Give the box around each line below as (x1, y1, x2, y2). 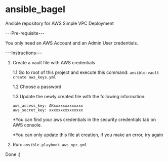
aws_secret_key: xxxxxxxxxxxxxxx (12, 107, 83, 112)
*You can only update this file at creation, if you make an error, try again (12, 132, 163, 138)
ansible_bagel (5, 4, 66, 15)
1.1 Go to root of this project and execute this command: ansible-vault (12, 69, 159, 75)
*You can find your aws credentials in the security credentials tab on (12, 116, 156, 123)
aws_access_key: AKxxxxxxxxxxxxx (12, 103, 83, 108)
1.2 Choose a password (12, 84, 62, 90)
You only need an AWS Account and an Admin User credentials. (5, 39, 138, 46)
